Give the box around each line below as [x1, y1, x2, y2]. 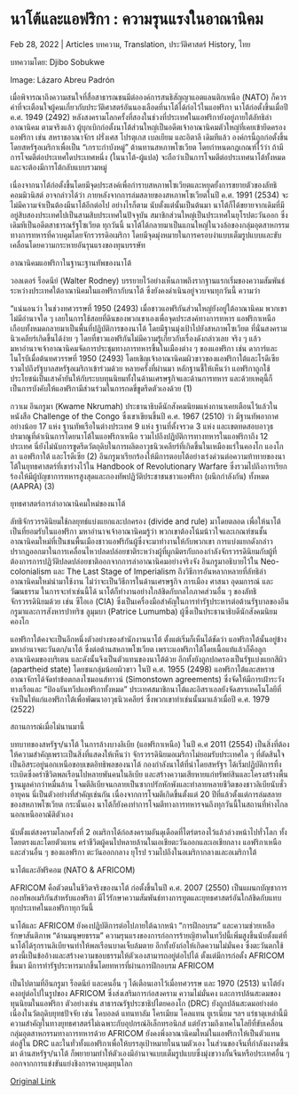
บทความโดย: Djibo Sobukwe [10, 56, 106, 67]
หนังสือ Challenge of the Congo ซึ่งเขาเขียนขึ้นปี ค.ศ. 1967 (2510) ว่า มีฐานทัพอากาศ [10, 410, 278, 422]
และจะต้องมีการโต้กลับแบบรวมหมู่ [10, 161, 107, 173]
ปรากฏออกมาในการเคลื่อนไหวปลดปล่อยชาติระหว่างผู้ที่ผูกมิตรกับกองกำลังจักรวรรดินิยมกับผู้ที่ [10, 545, 278, 556]
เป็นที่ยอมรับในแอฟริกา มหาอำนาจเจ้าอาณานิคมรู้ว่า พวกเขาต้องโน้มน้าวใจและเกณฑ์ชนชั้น [10, 526, 268, 536]
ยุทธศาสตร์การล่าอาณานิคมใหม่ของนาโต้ [10, 498, 126, 509]
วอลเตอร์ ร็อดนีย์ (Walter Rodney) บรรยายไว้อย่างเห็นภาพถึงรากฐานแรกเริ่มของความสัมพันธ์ [10, 275, 286, 286]
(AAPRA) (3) [10, 480, 56, 491]
